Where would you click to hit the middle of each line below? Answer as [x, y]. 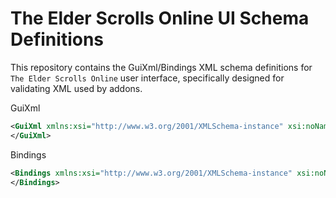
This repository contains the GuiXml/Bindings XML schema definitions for [161, 67]
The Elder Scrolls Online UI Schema [160, 18]
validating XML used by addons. [76, 88]
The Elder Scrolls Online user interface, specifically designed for [147, 78]
